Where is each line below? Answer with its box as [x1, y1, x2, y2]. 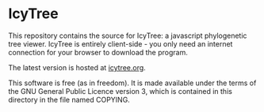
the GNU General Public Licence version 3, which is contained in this [8, 86, 232, 95]
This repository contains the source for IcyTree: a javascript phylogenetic [8, 31, 247, 40]
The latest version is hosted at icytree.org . [8, 62, 147, 72]
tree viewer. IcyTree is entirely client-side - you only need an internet [8, 39, 233, 48]
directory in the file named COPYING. [8, 95, 131, 104]
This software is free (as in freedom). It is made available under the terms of [8, 78, 257, 88]
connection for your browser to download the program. [8, 47, 188, 57]
